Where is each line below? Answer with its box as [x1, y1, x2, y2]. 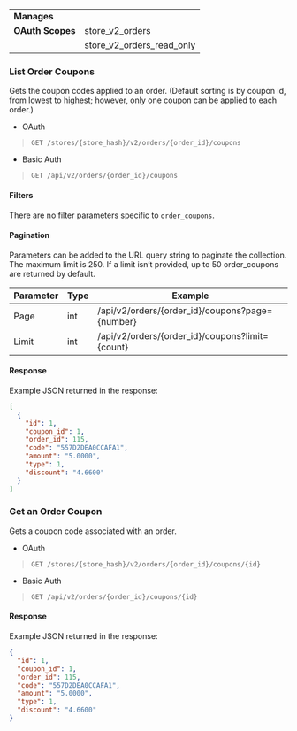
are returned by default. [9, 268, 95, 279]
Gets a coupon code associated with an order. [9, 526, 177, 536]
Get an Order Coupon [9, 505, 103, 518]
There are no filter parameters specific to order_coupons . [9, 210, 215, 220]
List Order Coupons [9, 65, 95, 78]
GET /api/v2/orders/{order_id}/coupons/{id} [30, 592, 198, 601]
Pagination [9, 230, 50, 241]
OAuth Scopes [13, 25, 76, 36]
